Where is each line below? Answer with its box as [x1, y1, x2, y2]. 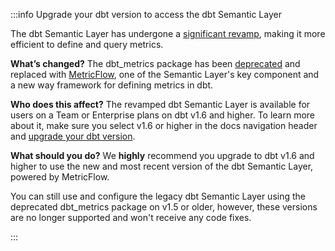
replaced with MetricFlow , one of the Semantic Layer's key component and [10, 69, 320, 80]
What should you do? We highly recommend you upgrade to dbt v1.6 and [10, 150, 315, 161]
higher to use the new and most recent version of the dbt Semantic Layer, [10, 160, 314, 172]
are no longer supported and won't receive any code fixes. [10, 212, 252, 223]
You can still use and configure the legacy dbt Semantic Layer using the [10, 190, 306, 202]
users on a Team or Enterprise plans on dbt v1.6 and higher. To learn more [10, 109, 316, 121]
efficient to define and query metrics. [10, 39, 164, 50]
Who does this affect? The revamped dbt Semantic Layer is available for [10, 99, 311, 110]
